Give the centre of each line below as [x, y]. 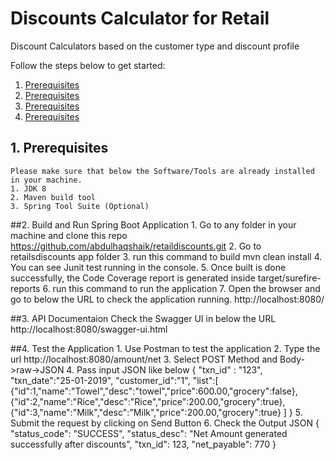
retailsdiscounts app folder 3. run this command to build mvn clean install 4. [166, 256]
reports [25, 288]
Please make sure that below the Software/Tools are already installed [162, 171]
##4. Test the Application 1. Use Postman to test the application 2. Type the [165, 348]
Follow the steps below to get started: [88, 65]
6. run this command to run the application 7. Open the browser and [181, 288]
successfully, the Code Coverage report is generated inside [133, 278]
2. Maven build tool [53, 197]
